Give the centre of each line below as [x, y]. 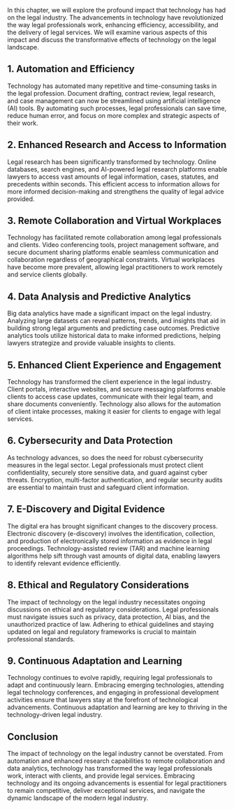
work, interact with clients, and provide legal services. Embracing [101, 776]
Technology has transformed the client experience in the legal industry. [110, 382]
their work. [23, 123]
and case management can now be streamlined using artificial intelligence [114, 101]
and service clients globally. [47, 274]
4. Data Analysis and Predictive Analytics [99, 296]
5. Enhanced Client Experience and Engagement [114, 365]
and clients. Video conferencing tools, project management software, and [113, 245]
